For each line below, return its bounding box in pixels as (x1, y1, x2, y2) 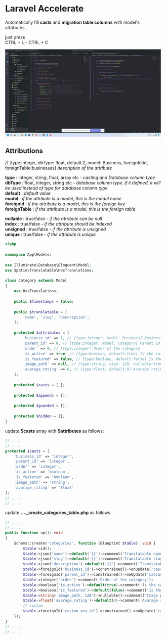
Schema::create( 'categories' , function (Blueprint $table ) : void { (14, 541, 156, 546)
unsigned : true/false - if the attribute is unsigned (5, 226, 106, 232)
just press (5, 34, 26, 40)
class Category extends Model (5, 278, 68, 283)
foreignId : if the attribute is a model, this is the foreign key (5, 201, 125, 207)
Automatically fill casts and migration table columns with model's (5, 19, 140, 25)
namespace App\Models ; (5, 252, 52, 257)
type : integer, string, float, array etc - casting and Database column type (5, 175, 155, 181)
